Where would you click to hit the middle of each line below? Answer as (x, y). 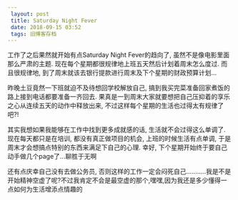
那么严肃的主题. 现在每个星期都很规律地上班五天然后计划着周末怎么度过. (114, 64)
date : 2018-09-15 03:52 (46, 27)
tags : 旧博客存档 (34, 34)
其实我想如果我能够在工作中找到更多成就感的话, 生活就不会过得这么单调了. (117, 130)
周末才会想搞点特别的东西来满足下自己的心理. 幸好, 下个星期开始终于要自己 (117, 147)
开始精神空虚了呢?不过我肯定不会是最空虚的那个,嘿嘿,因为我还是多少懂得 (114, 180)
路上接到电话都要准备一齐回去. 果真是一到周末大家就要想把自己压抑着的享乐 (119, 97)
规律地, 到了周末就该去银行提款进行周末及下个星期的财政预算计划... (118, 73)
